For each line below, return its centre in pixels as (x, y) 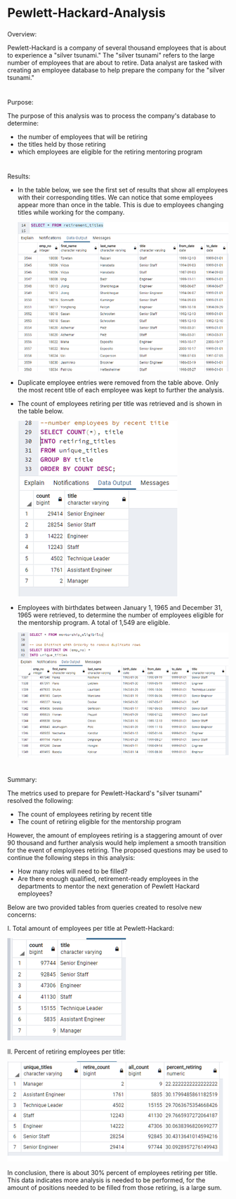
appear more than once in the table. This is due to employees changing (120, 205)
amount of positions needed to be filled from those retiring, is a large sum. (114, 1187)
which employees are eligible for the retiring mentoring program (110, 152)
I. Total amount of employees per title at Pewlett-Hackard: (91, 928)
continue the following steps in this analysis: (71, 857)
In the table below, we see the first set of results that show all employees (123, 190)
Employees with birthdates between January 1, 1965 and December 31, (120, 607)
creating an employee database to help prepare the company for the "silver (116, 70)
